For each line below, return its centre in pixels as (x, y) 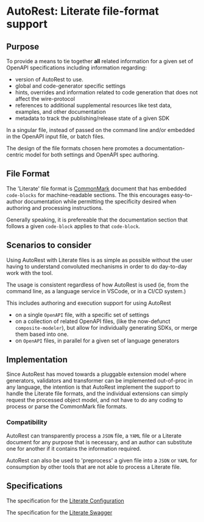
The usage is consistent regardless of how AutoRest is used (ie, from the (97, 285)
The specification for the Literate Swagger (59, 512)
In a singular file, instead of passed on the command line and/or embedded (100, 130)
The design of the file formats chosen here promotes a (75, 148)
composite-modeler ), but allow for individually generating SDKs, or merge (106, 327)
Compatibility (27, 422)
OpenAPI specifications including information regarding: (77, 68)
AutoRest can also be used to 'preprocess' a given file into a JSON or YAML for (102, 460)
